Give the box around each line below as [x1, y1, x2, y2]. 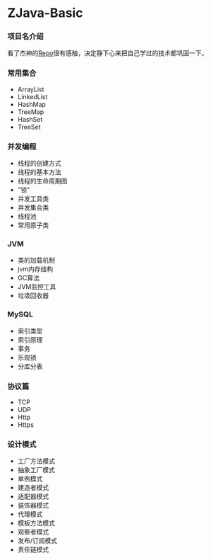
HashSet [17, 115, 43, 123]
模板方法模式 [17, 519, 55, 527]
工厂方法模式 [17, 457, 55, 465]
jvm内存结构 [17, 265, 54, 273]
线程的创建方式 [17, 159, 61, 168]
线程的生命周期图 [17, 177, 68, 185]
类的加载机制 [17, 256, 55, 265]
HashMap [17, 100, 46, 108]
